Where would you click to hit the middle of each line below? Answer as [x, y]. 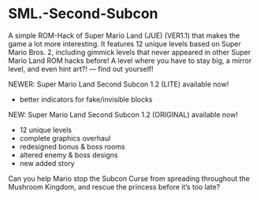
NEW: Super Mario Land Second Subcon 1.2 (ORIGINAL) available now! [123, 114]
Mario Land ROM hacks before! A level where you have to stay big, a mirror [130, 61]
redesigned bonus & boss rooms [72, 146]
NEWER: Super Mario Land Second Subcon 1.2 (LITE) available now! [119, 84]
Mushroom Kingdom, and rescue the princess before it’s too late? [114, 186]
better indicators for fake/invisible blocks [86, 99]
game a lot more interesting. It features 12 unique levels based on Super [125, 43]
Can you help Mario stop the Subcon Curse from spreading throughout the [129, 179]
